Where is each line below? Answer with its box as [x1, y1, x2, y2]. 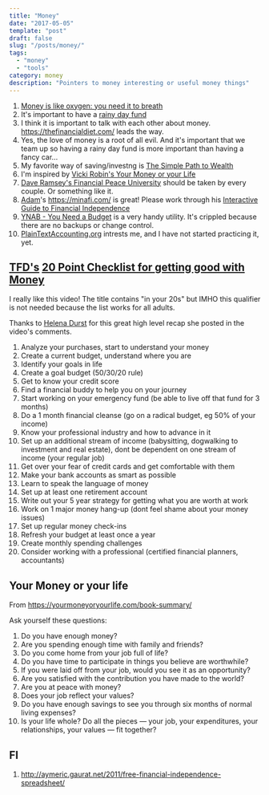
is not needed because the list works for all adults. [9, 302, 175, 313]
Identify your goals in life [20, 359, 103, 369]
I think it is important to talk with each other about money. [20, 118, 211, 128]
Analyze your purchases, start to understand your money [20, 343, 210, 352]
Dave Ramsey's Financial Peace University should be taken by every [20, 177, 247, 187]
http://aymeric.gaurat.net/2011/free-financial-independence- [20, 769, 222, 779]
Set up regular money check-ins [20, 521, 127, 531]
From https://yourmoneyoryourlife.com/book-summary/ [9, 600, 192, 610]
